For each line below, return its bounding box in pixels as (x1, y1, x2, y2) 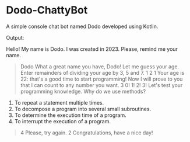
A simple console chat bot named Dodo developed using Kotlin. (6, 23, 159, 30)
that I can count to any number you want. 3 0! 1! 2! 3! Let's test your (20, 81, 183, 88)
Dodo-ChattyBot (6, 4, 88, 17)
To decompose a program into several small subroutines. (14, 105, 152, 112)
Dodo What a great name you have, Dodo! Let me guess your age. (20, 63, 180, 70)
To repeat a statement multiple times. (14, 99, 104, 106)
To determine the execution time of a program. (14, 112, 126, 119)
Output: (6, 34, 24, 41)
